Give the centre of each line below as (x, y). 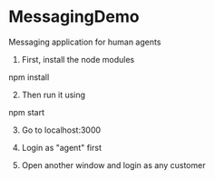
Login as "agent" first (61, 147)
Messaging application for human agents (85, 42)
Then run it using (54, 95)
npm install (29, 77)
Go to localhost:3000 (61, 130)
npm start (27, 112)
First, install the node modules (78, 59)
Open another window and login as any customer (113, 165)
